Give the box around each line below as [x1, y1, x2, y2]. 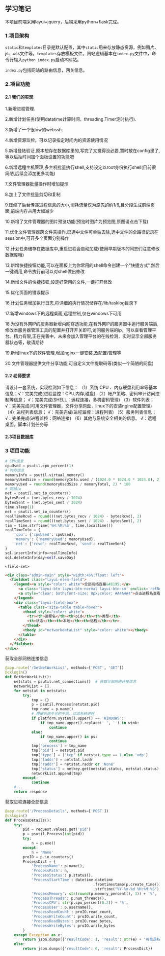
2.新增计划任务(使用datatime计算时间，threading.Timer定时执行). [5, 116, 137, 122]
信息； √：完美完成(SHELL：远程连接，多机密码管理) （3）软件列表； [13, 397, 155, 403]
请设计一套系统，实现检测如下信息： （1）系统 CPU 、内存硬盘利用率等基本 [5, 384, 158, 391]
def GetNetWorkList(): [5, 675, 52, 680]
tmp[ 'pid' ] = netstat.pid [31, 748, 84, 753]
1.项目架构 [5, 32, 29, 39]
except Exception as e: [14, 932, 63, 937]
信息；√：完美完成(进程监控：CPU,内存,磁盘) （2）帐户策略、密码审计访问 [5, 391, 156, 397]
